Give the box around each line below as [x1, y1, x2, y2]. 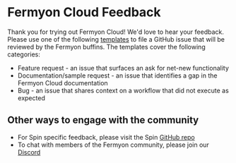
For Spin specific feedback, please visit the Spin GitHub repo [17, 133, 196, 141]
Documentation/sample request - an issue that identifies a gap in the [17, 71, 218, 80]
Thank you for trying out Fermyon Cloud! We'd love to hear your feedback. [7, 28, 225, 36]
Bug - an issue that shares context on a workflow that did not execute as [17, 86, 230, 95]
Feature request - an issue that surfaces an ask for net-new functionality [17, 64, 230, 72]
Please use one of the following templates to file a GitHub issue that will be [7, 35, 225, 43]
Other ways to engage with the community [7, 114, 199, 126]
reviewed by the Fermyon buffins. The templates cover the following [7, 42, 206, 51]
